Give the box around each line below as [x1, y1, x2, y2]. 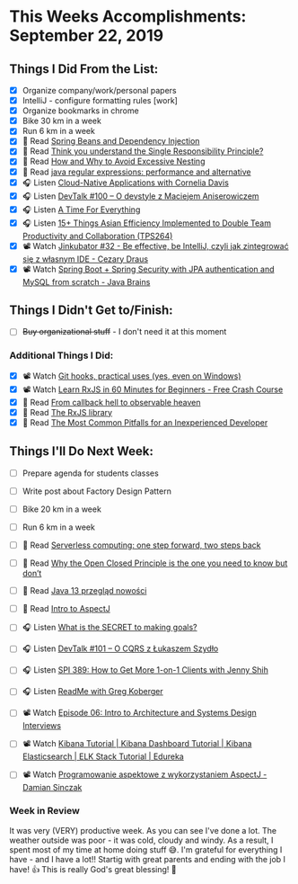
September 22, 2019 [9, 25, 164, 46]
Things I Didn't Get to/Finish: [9, 302, 173, 317]
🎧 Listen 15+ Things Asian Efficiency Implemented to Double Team [22, 218, 272, 228]
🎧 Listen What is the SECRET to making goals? [22, 622, 197, 633]
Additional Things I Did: [9, 349, 114, 362]
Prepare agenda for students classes [22, 468, 159, 478]
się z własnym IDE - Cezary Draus [22, 254, 149, 264]
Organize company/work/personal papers [22, 85, 177, 95]
